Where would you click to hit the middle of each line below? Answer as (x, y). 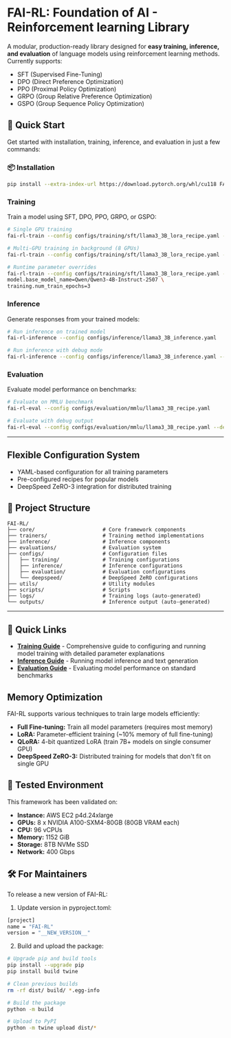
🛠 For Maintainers (47, 875)
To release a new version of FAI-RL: (57, 894)
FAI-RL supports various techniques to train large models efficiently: (103, 714)
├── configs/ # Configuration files (87, 554)
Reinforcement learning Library (99, 27)
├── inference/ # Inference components (89, 542)
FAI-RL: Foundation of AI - (82, 13)
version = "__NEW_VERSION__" (49, 933)
